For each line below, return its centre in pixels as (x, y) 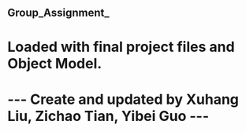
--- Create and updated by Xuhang (123, 99)
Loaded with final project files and (121, 47)
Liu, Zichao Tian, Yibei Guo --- (108, 116)
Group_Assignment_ (58, 13)
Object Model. (55, 63)
